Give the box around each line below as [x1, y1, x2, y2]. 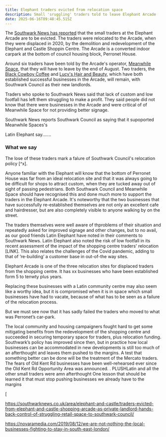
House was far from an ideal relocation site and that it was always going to [5, 175, 158, 181]
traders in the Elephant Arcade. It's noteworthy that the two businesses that [5, 196, 160, 202]
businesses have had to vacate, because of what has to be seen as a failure [5, 293, 160, 300]
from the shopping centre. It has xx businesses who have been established [5, 268, 159, 274]
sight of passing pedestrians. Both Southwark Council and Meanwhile [5, 186, 148, 192]
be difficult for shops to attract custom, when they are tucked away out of [5, 180, 156, 186]
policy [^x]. [5, 161, 28, 166]
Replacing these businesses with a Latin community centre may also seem [5, 283, 157, 289]
